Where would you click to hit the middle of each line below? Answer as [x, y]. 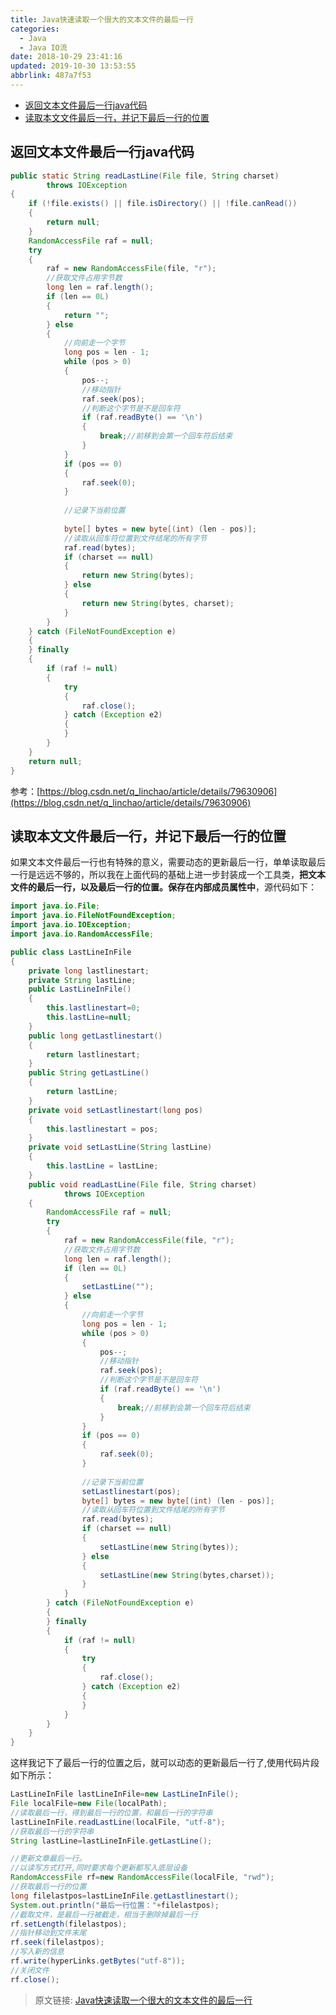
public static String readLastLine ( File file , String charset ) [145, 176]
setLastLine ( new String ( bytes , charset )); [187, 1575]
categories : [35, 29]
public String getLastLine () [89, 1073]
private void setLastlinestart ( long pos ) [115, 1110]
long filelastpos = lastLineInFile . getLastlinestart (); [125, 1896]
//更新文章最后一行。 [48, 1859]
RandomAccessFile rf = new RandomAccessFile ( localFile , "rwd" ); [142, 1877]
